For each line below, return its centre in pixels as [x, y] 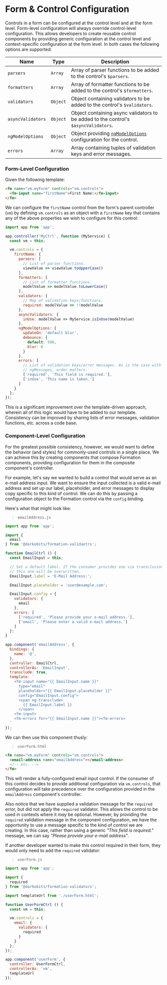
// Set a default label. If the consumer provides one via [72, 567]
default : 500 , [42, 342]
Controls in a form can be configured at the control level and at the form [79, 23]
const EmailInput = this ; [37, 558]
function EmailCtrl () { [31, 553]
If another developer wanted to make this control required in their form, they [83, 845]
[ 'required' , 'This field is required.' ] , [68, 375]
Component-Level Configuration [45, 436]
